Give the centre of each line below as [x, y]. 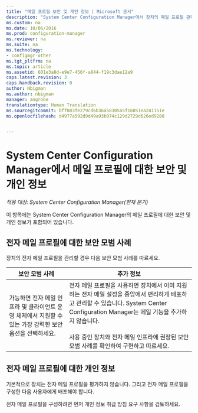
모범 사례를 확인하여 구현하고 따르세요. [119, 346]
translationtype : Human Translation [51, 105]
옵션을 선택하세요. [32, 333]
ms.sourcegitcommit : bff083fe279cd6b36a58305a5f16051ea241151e [85, 110]
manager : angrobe [27, 99]
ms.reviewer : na [26, 39]
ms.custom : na [24, 22]
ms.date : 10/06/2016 [32, 28]
